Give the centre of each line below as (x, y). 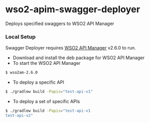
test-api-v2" (19, 115)
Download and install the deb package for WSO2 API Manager (79, 58)
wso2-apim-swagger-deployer (73, 9)
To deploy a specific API (38, 82)
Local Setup (21, 37)
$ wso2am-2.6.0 (22, 72)
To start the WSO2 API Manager (46, 63)
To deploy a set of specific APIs (46, 101)
